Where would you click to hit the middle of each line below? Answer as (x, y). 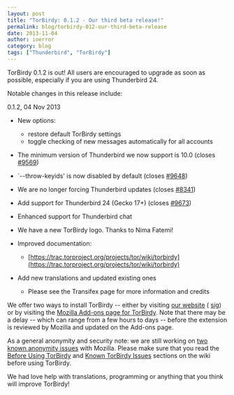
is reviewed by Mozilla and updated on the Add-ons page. (90, 327)
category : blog (29, 46)
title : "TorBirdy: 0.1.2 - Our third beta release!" (86, 20)
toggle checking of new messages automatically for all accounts (120, 141)
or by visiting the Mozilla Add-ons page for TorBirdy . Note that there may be (116, 312)
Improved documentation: (54, 243)
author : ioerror (31, 40)
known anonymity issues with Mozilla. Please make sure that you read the (114, 348)
